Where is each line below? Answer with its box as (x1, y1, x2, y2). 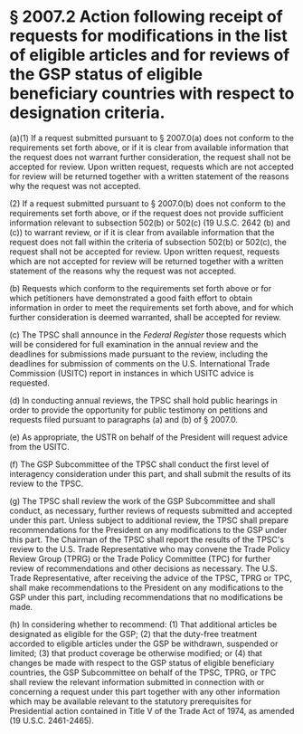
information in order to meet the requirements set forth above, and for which (9, 301, 294, 313)
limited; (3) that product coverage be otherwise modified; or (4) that (9, 647, 262, 658)
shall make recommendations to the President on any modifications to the (9, 582, 284, 593)
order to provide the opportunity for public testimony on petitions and (9, 405, 269, 415)
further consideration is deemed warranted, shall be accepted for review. (9, 311, 282, 322)
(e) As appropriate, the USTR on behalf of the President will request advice (9, 432, 289, 443)
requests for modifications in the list (9, 25, 288, 46)
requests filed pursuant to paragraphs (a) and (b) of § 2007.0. (9, 414, 238, 424)
